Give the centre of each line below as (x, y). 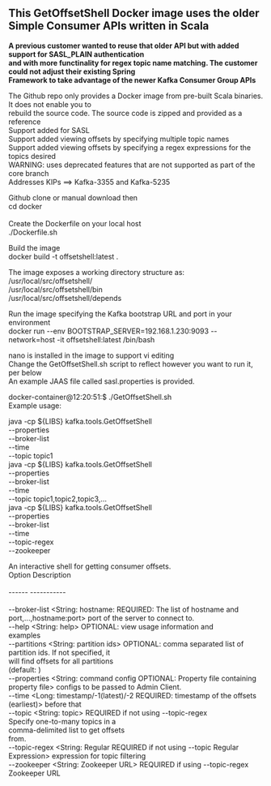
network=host (32, 339)
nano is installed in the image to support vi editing (91, 355)
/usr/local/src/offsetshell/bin (56, 289)
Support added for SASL (49, 130)
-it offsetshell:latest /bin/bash (106, 339)
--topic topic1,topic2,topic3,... (58, 499)
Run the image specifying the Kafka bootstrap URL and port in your (120, 314)
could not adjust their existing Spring (72, 71)
